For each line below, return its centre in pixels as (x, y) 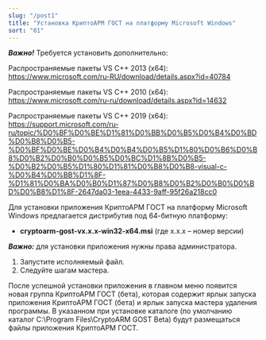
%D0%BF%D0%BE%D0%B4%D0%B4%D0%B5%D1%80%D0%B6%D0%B (133, 150)
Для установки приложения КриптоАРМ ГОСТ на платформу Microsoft (128, 207)
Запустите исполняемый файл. (72, 262)
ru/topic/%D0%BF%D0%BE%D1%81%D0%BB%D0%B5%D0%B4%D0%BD (133, 133)
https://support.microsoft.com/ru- (64, 125)
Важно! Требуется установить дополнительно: (88, 53)
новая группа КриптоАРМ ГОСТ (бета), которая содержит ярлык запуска (132, 294)
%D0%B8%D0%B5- (42, 141)
